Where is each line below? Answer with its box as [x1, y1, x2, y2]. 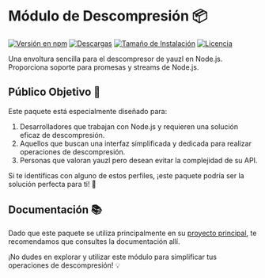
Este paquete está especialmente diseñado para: [8, 106, 168, 116]
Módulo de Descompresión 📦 [8, 7, 208, 25]
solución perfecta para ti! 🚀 [8, 179, 97, 189]
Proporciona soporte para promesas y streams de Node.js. [8, 62, 199, 72]
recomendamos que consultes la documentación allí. [8, 236, 180, 246]
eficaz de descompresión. [19, 130, 105, 139]
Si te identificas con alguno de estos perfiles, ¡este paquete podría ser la [8, 170, 244, 180]
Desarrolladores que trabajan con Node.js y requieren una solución [19, 121, 239, 131]
